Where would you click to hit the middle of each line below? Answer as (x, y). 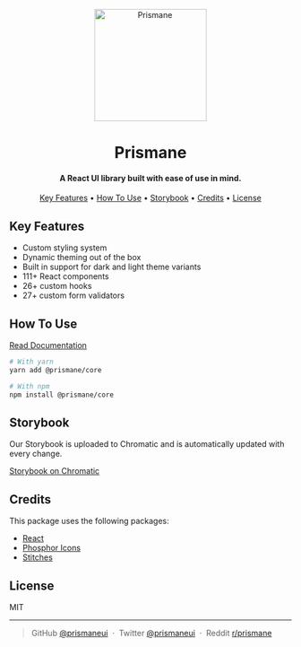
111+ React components (65, 276)
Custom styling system (64, 248)
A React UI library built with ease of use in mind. (150, 178)
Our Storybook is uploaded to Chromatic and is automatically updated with (147, 444)
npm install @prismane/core (62, 395)
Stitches (38, 557)
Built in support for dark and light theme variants (112, 267)
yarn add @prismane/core (56, 370)
